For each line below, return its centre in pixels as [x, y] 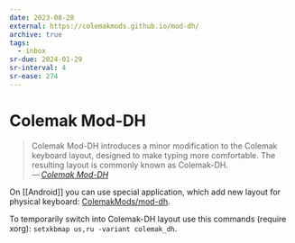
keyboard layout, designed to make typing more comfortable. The [153, 155]
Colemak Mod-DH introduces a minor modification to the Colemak [154, 146]
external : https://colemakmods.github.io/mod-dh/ [105, 26]
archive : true [36, 34]
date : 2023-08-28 [42, 18]
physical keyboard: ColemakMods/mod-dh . [90, 201]
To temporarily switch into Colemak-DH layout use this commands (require [148, 219]
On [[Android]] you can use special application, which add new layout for [145, 192]
